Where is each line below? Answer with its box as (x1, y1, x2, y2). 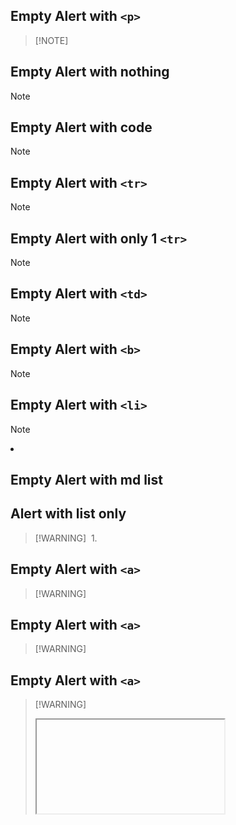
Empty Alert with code (10, 119, 153, 136)
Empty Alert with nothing (10, 64, 170, 81)
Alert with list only (10, 505, 127, 523)
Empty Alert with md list (10, 471, 163, 488)
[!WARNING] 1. (34, 532, 98, 544)
